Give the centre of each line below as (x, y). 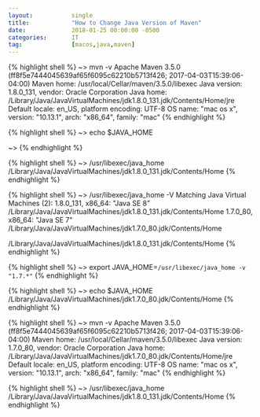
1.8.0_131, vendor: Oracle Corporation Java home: (88, 92)
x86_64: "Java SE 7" (40, 220)
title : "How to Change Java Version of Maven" (105, 23)
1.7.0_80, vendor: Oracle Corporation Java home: (87, 348)
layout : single (50, 15)
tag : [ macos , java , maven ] (71, 45)
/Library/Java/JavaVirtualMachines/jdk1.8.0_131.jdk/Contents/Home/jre (121, 101)
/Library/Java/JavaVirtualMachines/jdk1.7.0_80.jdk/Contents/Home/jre (121, 356)
